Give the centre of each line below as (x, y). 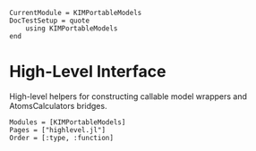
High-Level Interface (88, 72)
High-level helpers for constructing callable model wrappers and (128, 96)
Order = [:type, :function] (62, 138)
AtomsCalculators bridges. (58, 105)
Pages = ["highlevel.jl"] (57, 130)
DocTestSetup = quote (50, 21)
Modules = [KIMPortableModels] (68, 122)
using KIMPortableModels (72, 29)
